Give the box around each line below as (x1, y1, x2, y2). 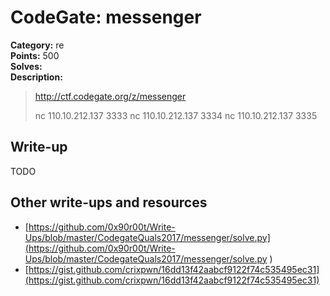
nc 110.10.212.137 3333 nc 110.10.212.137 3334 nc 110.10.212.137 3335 (34, 109, 318, 121)
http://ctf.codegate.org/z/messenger (34, 90, 187, 102)
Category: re (10, 39, 65, 51)
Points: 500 (10, 49, 60, 61)
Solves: (10, 60, 43, 72)
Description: (10, 71, 63, 83)
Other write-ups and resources (10, 194, 208, 211)
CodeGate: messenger (10, 6, 202, 29)
